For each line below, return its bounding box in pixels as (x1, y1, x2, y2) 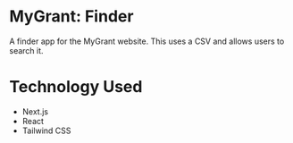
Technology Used (9, 77, 143, 97)
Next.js (21, 105, 49, 117)
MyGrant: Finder (9, 6, 134, 27)
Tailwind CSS (21, 125, 71, 136)
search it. (9, 45, 44, 55)
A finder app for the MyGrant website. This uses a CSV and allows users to (9, 36, 285, 46)
